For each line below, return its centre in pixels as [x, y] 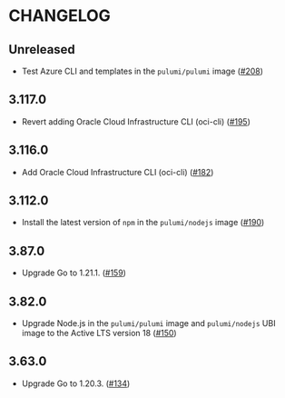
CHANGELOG [59, 16]
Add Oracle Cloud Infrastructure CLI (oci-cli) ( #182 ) [118, 172]
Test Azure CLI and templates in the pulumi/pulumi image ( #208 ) [142, 71]
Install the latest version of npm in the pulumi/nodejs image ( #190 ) [143, 223]
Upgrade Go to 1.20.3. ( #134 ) [76, 383]
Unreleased [42, 50]
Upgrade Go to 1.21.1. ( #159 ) [74, 273]
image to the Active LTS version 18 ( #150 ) [99, 333]
